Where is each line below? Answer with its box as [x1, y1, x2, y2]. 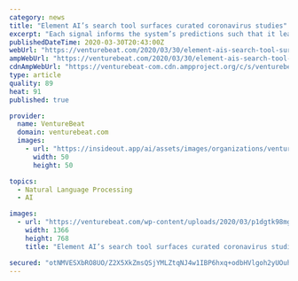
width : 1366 [25, 226, 69, 235]
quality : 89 [9, 79, 53, 88]
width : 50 [32, 152, 69, 161]
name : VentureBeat [17, 120, 86, 129]
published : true [9, 95, 69, 105]
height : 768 [25, 234, 69, 243]
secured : [9, 258, 42, 267]
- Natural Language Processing [17, 185, 133, 194]
